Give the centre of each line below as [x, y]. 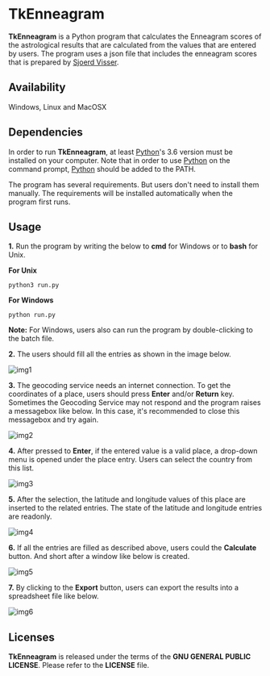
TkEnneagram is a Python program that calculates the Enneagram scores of [135, 36]
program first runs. [39, 202]
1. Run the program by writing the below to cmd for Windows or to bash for [133, 246]
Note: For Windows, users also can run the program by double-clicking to [131, 330]
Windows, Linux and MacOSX [58, 106]
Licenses [31, 637]
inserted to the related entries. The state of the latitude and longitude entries [135, 508]
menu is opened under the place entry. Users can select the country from [130, 460]
